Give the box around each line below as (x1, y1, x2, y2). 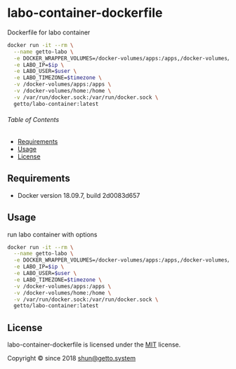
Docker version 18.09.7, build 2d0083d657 (17, 191, 140, 199)
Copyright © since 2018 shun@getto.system (7, 354, 136, 363)
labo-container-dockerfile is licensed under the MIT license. (7, 340, 181, 349)
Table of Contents (7, 116, 60, 124)
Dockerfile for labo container (7, 28, 91, 36)
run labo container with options (7, 230, 98, 239)
